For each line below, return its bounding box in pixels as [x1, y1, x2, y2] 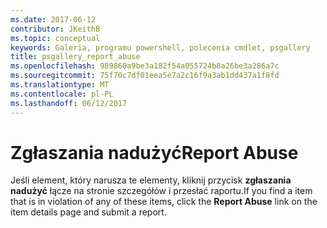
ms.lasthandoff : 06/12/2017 [10, 98, 128, 108]
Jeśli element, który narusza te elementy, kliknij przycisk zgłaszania [10, 174, 292, 186]
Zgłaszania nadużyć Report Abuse [10, 141, 299, 164]
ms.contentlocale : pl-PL [10, 89, 114, 99]
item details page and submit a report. [10, 206, 167, 218]
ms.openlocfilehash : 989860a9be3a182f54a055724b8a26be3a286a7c [10, 61, 280, 71]
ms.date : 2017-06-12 [10, 14, 97, 25]
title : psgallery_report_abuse [10, 52, 141, 62]
